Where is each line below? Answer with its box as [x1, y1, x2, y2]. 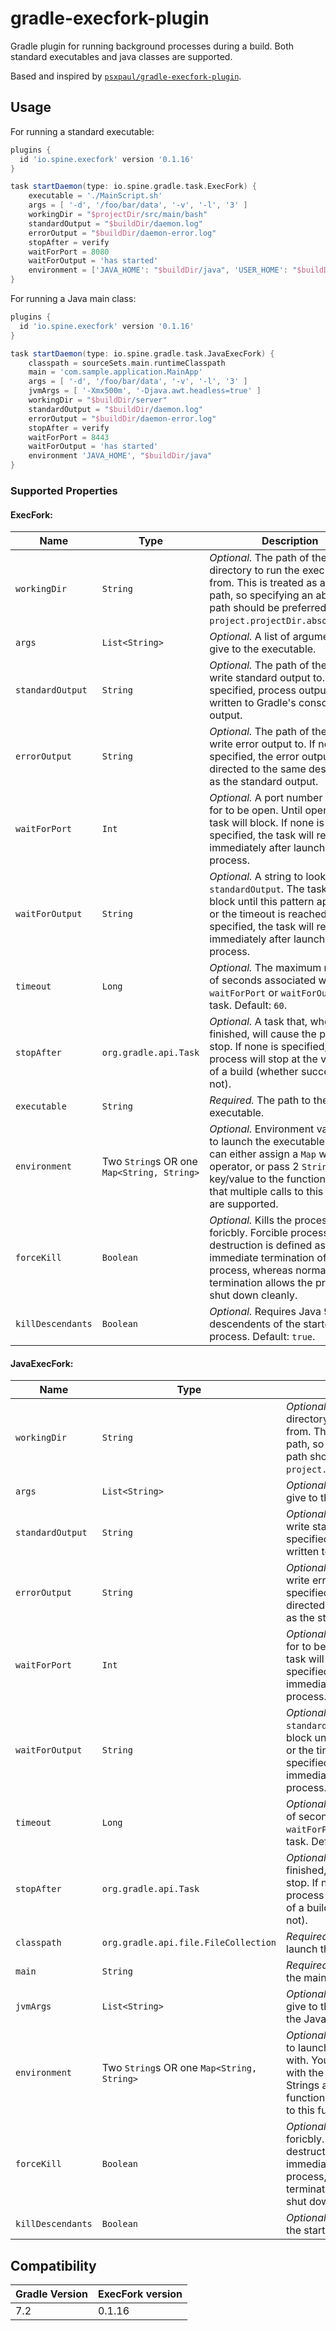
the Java [286, 2012, 327, 2026]
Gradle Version [15, 2287, 88, 2301]
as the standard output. [209, 775, 319, 789]
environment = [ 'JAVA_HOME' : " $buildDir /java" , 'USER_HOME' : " [28, 265, 298, 276]
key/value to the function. [209, 1172, 329, 1186]
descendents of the [209, 1317, 301, 1331]
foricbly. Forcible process [209, 1226, 329, 1240]
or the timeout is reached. [209, 907, 330, 921]
